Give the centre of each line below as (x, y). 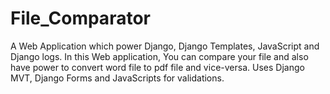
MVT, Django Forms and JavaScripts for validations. (117, 78)
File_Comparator (80, 18)
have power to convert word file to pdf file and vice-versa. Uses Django (157, 67)
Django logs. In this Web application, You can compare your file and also (159, 56)
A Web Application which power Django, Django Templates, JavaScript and (165, 46)
